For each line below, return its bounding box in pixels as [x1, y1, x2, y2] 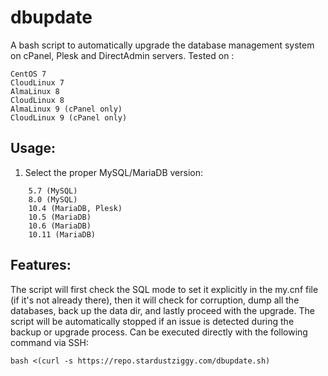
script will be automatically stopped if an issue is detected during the [10, 315, 295, 327]
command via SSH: [10, 336, 90, 348]
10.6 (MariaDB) [28, 221, 92, 231]
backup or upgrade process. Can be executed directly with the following [10, 326, 308, 338]
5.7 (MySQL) [28, 186, 78, 196]
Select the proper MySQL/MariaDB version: [24, 166, 204, 178]
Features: [10, 257, 72, 274]
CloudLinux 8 [10, 95, 65, 105]
